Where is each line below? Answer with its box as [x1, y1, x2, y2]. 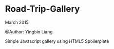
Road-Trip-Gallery [5, 3, 80, 15]
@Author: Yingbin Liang [5, 29, 53, 34]
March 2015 [5, 19, 29, 25]
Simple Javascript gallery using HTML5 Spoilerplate [5, 38, 109, 44]
